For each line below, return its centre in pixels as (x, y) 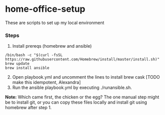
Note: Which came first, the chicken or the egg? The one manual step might (82, 97)
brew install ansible (27, 68)
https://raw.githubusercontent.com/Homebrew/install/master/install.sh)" (82, 59)
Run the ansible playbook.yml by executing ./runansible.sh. (72, 87)
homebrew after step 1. (28, 108)
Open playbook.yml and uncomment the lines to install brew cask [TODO (86, 77)
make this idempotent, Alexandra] (47, 83)
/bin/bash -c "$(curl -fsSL (34, 55)
